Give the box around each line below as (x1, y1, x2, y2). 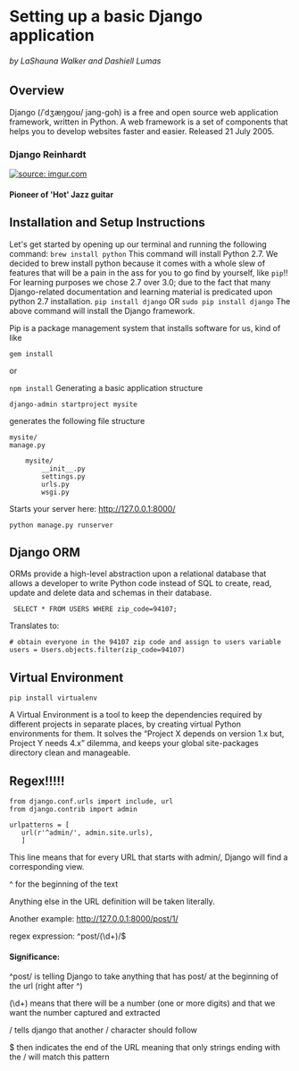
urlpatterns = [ (9, 820, 70, 829)
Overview (9, 83, 65, 98)
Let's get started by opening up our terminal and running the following (9, 239, 268, 250)
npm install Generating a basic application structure (9, 382, 203, 393)
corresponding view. (9, 861, 85, 871)
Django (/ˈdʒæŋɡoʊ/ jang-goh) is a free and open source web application (9, 106, 278, 117)
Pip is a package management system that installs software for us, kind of (9, 322, 281, 333)
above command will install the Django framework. (9, 305, 195, 316)
